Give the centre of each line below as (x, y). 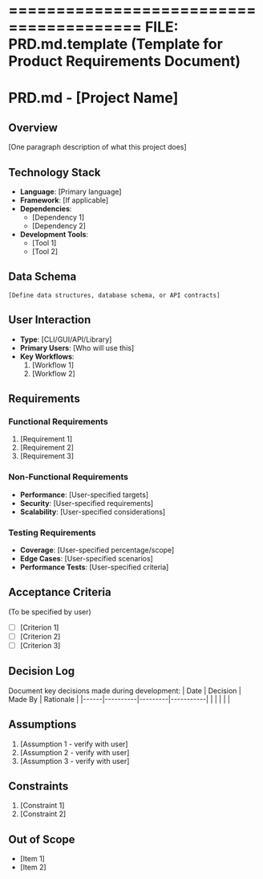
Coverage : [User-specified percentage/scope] (97, 550)
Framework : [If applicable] (64, 200)
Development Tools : (54, 234)
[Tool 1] (44, 243)
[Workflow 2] (54, 373)
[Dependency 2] (59, 226)
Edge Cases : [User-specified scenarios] (87, 558)
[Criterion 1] (39, 627)
